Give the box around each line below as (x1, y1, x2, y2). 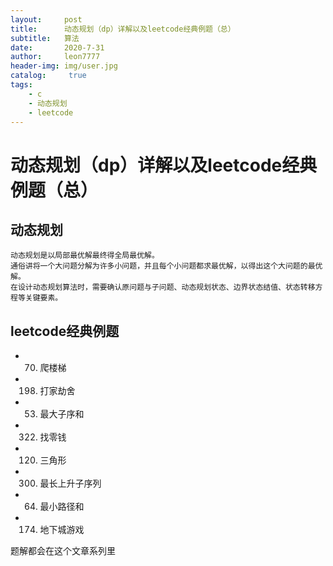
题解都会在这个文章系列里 (10, 545, 116, 557)
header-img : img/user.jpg (10, 61, 118, 71)
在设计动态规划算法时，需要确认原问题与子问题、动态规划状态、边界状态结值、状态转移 (10, 282, 316, 293)
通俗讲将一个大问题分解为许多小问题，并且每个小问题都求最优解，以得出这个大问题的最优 (10, 261, 323, 271)
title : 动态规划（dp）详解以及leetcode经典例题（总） (10, 24, 236, 34)
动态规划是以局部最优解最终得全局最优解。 (10, 251, 160, 261)
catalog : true (10, 71, 87, 81)
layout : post (10, 14, 83, 25)
